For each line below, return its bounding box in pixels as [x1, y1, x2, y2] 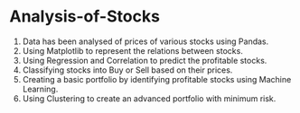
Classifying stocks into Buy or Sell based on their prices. [22, 65, 233, 75]
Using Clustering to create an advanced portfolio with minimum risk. [22, 92, 277, 104]
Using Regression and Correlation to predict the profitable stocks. [22, 55, 267, 65]
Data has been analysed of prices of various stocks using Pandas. [22, 36, 269, 47]
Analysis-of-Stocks [9, 6, 161, 27]
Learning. [22, 83, 59, 94]
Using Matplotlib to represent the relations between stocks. [22, 45, 244, 56]
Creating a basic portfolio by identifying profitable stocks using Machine [22, 74, 292, 84]
